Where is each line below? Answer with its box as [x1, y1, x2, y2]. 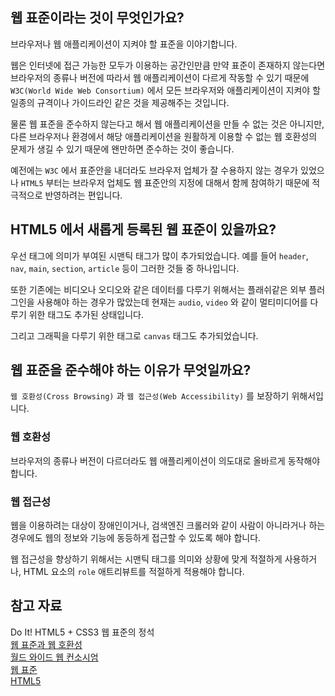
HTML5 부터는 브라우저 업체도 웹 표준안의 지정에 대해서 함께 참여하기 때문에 [20, 176, 310, 188]
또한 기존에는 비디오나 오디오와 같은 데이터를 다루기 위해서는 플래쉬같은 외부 [10, 283, 307, 295]
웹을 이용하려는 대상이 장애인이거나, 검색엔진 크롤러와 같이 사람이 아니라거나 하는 [10, 519, 326, 532]
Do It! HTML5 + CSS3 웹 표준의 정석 [10, 626, 155, 638]
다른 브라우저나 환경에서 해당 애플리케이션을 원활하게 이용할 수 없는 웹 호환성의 [10, 130, 318, 142]
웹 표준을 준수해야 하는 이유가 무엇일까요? [10, 362, 252, 379]
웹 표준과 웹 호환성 [10, 638, 83, 650]
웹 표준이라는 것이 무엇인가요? [10, 9, 185, 27]
